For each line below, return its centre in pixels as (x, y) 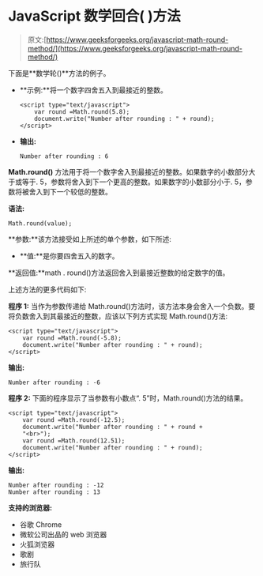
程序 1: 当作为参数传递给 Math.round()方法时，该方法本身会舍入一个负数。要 (132, 306)
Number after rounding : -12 (56, 485)
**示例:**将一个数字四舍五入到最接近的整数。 (93, 90)
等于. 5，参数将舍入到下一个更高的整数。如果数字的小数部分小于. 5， (134, 182)
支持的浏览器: (30, 507)
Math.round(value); (40, 223)
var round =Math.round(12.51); (74, 440)
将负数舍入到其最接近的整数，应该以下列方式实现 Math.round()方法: (118, 316)
